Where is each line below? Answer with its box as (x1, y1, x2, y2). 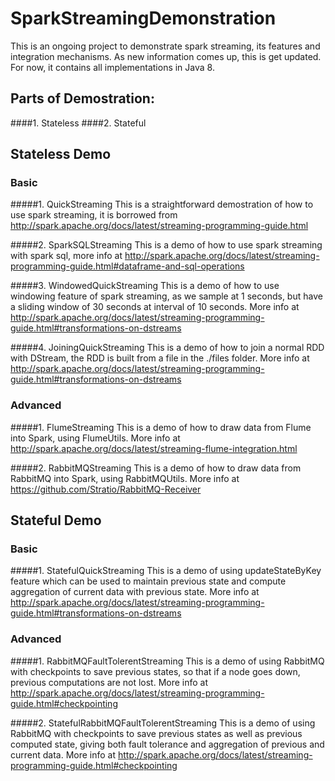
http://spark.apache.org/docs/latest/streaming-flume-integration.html (10, 442, 298, 454)
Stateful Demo (10, 512, 102, 529)
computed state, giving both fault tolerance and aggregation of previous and (10, 738, 325, 750)
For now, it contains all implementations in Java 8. (10, 61, 215, 73)
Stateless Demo (10, 146, 112, 163)
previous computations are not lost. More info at (10, 676, 209, 688)
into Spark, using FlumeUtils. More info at (10, 432, 181, 444)
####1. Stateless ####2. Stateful (10, 117, 147, 129)
